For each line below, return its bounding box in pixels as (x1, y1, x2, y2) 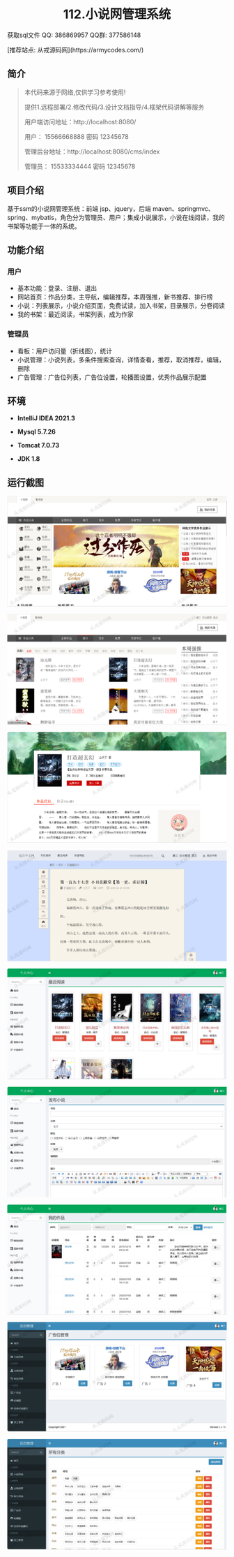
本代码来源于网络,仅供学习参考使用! (24, 88, 126, 96)
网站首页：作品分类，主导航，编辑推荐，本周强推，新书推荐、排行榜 (17, 293, 213, 301)
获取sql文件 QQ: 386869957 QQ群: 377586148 (7, 31, 141, 39)
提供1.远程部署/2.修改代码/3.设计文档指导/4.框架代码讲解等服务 (24, 103, 205, 111)
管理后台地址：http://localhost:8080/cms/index (24, 147, 160, 156)
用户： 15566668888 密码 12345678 (24, 132, 129, 140)
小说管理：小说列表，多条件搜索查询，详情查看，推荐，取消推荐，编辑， (17, 355, 225, 364)
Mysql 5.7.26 (17, 427, 56, 436)
